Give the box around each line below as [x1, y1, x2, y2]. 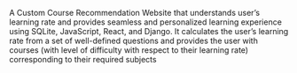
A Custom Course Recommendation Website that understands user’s [9, 8, 260, 18]
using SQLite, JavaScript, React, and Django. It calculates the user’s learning [9, 26, 289, 36]
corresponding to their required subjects [9, 55, 157, 64]
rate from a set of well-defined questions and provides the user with [9, 35, 259, 46]
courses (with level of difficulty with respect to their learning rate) [9, 45, 249, 55]
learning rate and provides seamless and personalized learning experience [9, 17, 282, 27]
